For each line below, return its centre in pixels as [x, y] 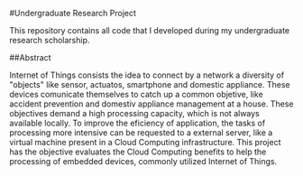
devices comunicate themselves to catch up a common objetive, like [136, 94]
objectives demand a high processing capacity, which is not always [134, 113]
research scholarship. [50, 40]
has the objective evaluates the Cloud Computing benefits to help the [138, 152]
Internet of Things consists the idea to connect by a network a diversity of [147, 75]
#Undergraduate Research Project [73, 13]
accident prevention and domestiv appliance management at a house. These [151, 104]
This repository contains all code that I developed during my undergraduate [150, 30]
